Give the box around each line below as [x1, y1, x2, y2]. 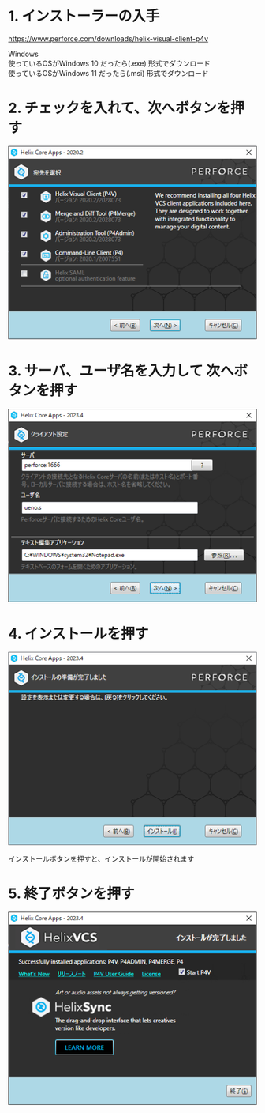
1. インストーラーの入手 [8, 7, 160, 25]
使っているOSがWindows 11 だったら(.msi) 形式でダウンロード [8, 68, 209, 77]
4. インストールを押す [8, 625, 149, 643]
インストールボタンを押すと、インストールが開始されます [8, 855, 195, 864]
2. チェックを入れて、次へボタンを [8, 100, 231, 117]
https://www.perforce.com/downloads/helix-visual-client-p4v [8, 33, 209, 43]
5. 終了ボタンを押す [8, 885, 135, 903]
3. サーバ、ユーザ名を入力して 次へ [8, 362, 234, 380]
